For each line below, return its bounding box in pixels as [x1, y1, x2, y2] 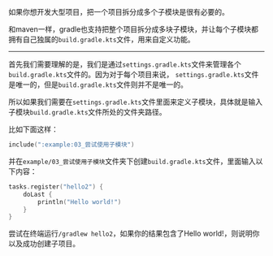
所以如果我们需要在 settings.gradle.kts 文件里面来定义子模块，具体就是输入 [8, 97, 263, 106]
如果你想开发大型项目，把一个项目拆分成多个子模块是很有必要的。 [8, 7, 229, 16]
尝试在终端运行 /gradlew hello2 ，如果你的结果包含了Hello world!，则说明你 [8, 228, 260, 238]
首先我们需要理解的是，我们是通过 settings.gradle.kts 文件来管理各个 [8, 59, 242, 69]
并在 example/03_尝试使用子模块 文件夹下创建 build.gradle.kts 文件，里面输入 [8, 156, 256, 166]
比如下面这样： [8, 124, 58, 134]
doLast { [23, 190, 53, 198]
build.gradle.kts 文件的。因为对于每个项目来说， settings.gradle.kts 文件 [8, 70, 259, 79]
